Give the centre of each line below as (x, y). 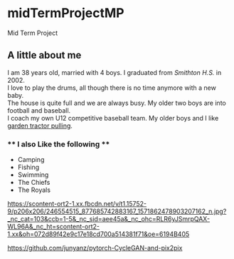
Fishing (28, 167)
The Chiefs (34, 183)
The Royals (34, 190)
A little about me (44, 55)
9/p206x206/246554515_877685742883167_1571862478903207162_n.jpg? (117, 211)
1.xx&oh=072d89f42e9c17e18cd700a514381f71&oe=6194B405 (99, 234)
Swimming (33, 175)
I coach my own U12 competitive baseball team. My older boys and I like (113, 118)
